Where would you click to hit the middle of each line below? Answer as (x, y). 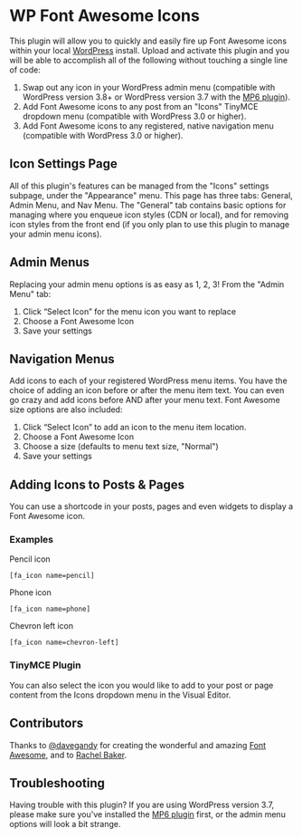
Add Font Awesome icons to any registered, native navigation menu (148, 125)
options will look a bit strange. (65, 824)
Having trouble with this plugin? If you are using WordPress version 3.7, (142, 805)
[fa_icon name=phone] (50, 609)
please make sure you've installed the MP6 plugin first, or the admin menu (148, 814)
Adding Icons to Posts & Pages (97, 484)
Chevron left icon (42, 626)
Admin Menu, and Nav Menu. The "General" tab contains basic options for (148, 205)
